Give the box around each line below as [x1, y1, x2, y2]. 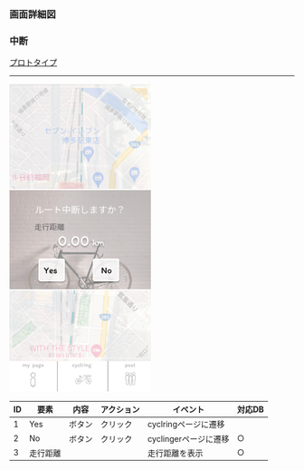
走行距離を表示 [147, 447, 204, 458]
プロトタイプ [9, 57, 57, 68]
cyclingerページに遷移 [147, 433, 230, 444]
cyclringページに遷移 [147, 419, 225, 430]
